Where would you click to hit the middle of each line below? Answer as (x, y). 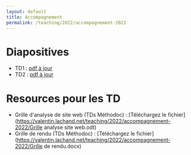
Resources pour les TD (63, 99)
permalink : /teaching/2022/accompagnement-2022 (66, 22)
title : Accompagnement (34, 17)
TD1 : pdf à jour (33, 68)
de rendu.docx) (62, 146)
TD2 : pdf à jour (34, 75)
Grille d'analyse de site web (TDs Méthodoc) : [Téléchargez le (90, 115)
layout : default (26, 12)
